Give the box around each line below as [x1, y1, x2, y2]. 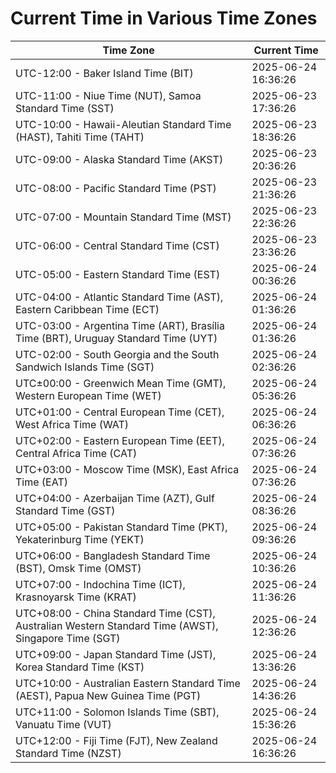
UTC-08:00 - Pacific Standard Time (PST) [15, 181, 217, 195]
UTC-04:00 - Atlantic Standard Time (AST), [15, 290, 224, 304]
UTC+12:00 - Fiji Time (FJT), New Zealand [15, 733, 218, 747]
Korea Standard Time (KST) [15, 660, 145, 674]
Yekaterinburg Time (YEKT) [15, 532, 145, 546]
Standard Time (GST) [15, 503, 116, 517]
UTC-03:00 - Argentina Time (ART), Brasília [15, 318, 225, 332]
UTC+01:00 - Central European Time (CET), [15, 405, 225, 419]
